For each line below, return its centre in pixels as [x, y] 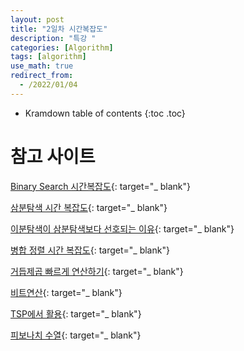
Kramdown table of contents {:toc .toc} [105, 113]
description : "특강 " [53, 38]
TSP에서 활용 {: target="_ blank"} [76, 313]
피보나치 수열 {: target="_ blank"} [76, 335]
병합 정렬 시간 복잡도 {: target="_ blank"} [90, 250]
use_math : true [42, 66]
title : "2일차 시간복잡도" [59, 29]
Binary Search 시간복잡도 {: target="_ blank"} [100, 186]
